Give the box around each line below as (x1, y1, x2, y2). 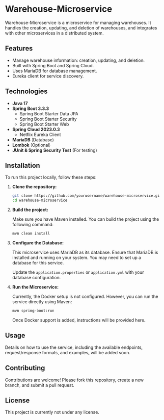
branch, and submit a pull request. (5, 382, 75, 388)
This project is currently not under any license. (5, 409, 100, 415)
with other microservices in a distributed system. (5, 30, 104, 36)
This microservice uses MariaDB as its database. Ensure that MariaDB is (12, 249, 159, 255)
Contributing (5, 364, 45, 372)
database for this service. (12, 260, 64, 265)
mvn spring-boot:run (12, 308, 55, 313)
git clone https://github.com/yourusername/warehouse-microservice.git (12, 193, 162, 198)
